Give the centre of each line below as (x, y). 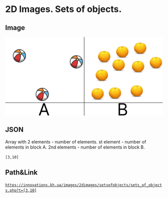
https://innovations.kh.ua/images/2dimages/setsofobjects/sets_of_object (84, 185)
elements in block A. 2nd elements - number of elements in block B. (75, 147)
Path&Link (21, 173)
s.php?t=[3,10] (21, 190)
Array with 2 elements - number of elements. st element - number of (76, 141)
